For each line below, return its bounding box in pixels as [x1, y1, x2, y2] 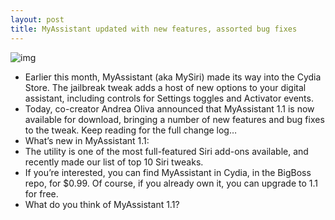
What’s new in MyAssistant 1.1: [24, 134, 150, 146]
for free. [24, 187, 59, 200]
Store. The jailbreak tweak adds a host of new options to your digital [24, 81, 307, 93]
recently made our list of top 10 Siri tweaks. [24, 156, 204, 168]
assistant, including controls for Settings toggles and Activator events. [24, 92, 314, 104]
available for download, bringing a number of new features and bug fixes [24, 113, 325, 125]
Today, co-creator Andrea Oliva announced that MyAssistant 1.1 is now [24, 102, 315, 115]
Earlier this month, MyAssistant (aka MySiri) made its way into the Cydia [24, 71, 322, 83]
